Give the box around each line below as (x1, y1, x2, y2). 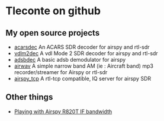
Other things (5, 92, 53, 102)
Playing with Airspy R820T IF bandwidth (14, 108, 112, 115)
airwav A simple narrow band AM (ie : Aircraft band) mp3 (14, 62, 153, 69)
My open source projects (5, 28, 100, 38)
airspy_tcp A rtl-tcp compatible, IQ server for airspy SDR (14, 75, 152, 82)
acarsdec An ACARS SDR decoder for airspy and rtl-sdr (14, 43, 150, 50)
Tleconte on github (5, 4, 101, 18)
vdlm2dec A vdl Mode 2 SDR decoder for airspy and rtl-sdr (14, 50, 158, 57)
